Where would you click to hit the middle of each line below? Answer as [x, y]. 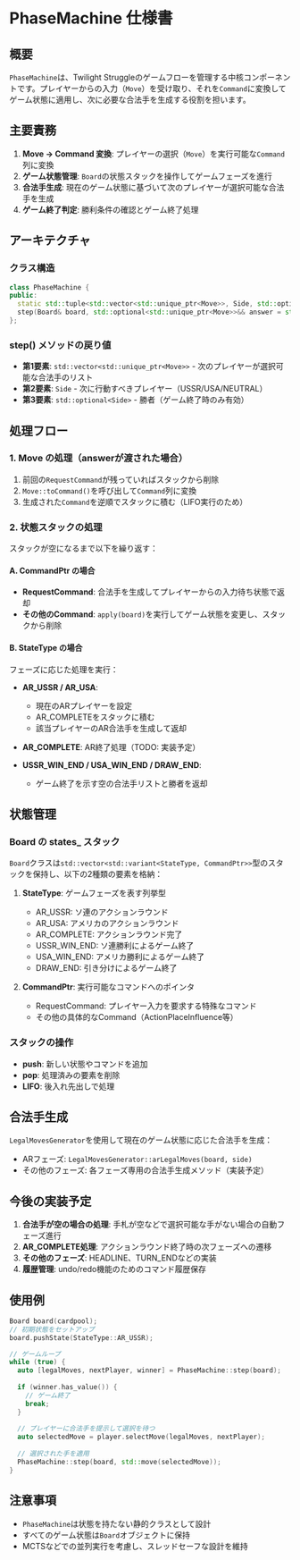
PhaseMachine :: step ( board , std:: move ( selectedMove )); [119, 1462]
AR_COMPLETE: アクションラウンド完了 [109, 934]
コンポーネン [267, 77]
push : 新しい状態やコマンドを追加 [85, 1064]
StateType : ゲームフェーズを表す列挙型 [94, 893]
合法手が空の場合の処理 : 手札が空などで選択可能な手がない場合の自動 [150, 1225]
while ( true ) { [37, 1362]
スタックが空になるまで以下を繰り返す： [83, 548]
